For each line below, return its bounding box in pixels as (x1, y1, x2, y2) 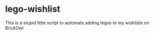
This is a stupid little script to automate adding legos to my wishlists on (5, 20, 150, 26)
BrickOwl (5, 25, 24, 31)
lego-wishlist (5, 3, 60, 15)
